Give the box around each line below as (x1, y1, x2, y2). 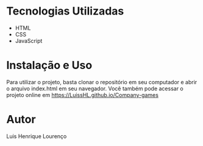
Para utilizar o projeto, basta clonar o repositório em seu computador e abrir (6, 78, 198, 85)
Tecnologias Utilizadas (6, 4, 124, 18)
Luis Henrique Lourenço (6, 132, 67, 140)
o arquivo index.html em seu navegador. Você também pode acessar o (6, 85, 184, 92)
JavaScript (15, 37, 43, 44)
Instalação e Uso (6, 59, 93, 72)
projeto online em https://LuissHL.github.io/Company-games (6, 91, 158, 98)
